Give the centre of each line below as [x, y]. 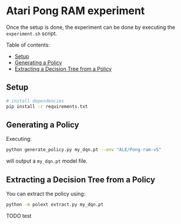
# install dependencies [35, 101]
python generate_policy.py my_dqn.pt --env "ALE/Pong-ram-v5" [84, 150]
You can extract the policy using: [46, 194]
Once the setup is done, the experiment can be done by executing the [90, 27]
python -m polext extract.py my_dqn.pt [55, 205]
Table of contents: [28, 45]
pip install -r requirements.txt [47, 106]
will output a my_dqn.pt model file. [47, 161]
